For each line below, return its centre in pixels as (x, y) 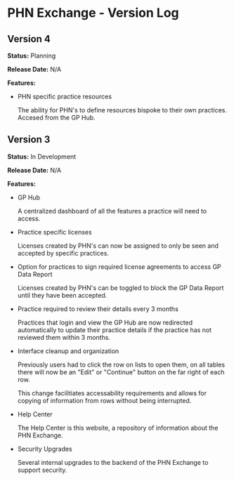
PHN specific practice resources (65, 97)
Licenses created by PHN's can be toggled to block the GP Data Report (121, 288)
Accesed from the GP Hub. (57, 118)
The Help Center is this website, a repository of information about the (118, 428)
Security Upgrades (45, 449)
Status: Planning (32, 55)
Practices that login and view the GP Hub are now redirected (105, 322)
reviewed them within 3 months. (64, 337)
